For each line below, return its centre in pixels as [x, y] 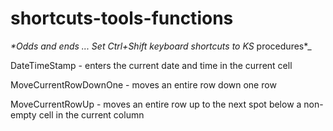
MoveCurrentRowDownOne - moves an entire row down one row [143, 84]
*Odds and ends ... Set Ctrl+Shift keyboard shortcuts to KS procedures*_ [161, 46]
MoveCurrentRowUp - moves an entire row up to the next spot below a [156, 104]
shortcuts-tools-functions [122, 18]
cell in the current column [91, 114]
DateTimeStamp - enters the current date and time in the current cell [151, 65]
